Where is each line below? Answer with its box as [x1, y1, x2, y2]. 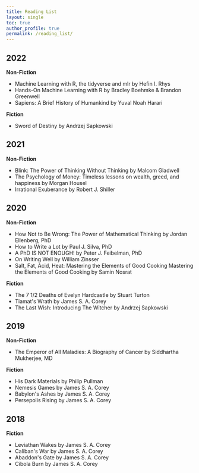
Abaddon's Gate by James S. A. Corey [14, 454, 109, 461]
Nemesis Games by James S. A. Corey [14, 384, 109, 391]
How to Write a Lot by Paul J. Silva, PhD [14, 243, 112, 250]
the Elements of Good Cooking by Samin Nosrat [14, 268, 132, 275]
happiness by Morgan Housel [14, 179, 87, 186]
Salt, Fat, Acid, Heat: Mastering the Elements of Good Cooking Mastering [14, 262, 194, 269]
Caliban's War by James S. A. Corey [14, 447, 103, 455]
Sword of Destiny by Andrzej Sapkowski [14, 122, 113, 129]
